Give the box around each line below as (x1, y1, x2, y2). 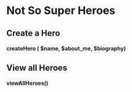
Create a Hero (6, 28, 60, 38)
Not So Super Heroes (6, 4, 115, 18)
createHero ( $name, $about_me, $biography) (6, 45, 126, 52)
